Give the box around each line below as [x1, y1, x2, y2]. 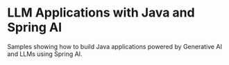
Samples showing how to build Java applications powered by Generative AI [7, 42, 222, 50]
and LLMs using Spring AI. [7, 50, 83, 58]
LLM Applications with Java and [7, 5, 196, 21]
